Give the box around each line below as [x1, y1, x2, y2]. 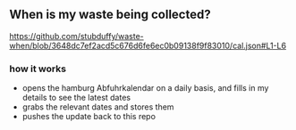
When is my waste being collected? [9, 7, 212, 22]
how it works [9, 62, 67, 75]
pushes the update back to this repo [21, 111, 156, 122]
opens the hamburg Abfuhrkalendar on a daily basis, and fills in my [21, 83, 269, 93]
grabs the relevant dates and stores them [21, 102, 174, 112]
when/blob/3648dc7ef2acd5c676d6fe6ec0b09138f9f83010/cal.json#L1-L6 [9, 40, 287, 51]
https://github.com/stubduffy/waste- [9, 30, 145, 41]
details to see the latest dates [21, 93, 131, 103]
